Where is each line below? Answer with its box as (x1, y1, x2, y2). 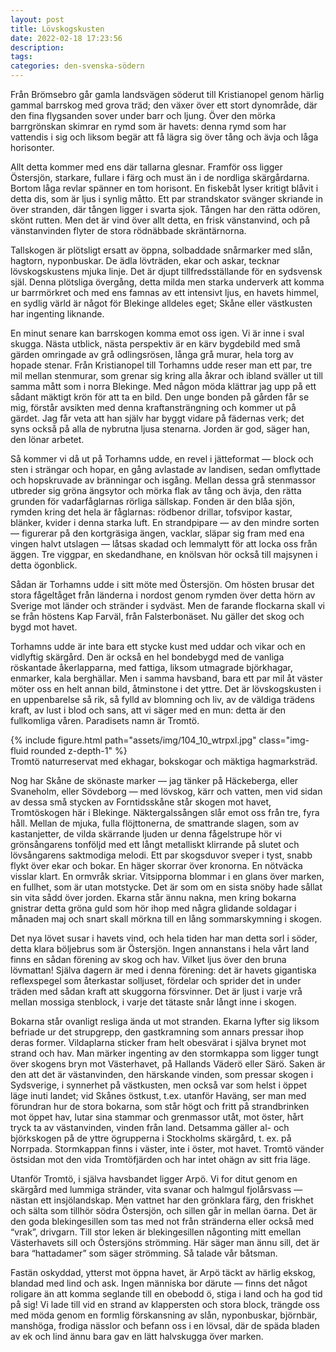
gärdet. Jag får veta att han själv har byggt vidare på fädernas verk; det (10, 412, 305, 424)
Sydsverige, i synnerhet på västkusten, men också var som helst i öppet (10, 1079, 307, 1091)
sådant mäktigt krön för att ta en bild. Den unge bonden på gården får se (10, 391, 310, 403)
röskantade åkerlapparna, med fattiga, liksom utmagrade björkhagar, (10, 662, 293, 673)
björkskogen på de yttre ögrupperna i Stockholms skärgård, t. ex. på (10, 1132, 292, 1144)
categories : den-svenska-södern (10, 61, 145, 71)
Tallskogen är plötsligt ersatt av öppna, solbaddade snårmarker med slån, (10, 244, 313, 256)
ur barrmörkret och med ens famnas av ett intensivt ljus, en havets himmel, (10, 287, 320, 298)
